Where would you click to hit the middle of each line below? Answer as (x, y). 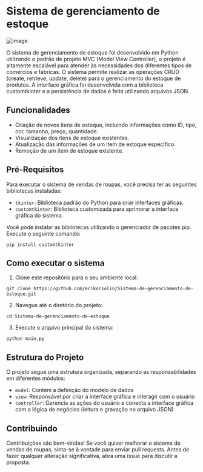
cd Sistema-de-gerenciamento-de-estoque (58, 316)
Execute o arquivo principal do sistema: (64, 328)
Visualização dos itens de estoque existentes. (72, 138)
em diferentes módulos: (36, 378)
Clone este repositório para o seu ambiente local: (76, 278)
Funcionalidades (38, 110)
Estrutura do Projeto (45, 357)
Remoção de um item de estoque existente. (69, 150)
